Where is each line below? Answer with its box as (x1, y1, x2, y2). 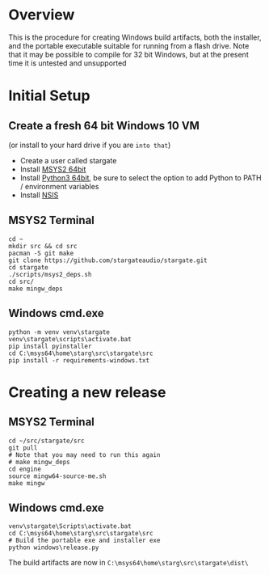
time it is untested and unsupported (8, 58, 127, 68)
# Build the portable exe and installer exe (8, 536, 161, 545)
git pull (8, 443, 38, 452)
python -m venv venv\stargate (8, 328, 111, 336)
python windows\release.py (8, 543, 99, 552)
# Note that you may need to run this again (8, 450, 161, 459)
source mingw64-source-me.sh (8, 471, 107, 480)
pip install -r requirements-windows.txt (8, 356, 150, 365)
